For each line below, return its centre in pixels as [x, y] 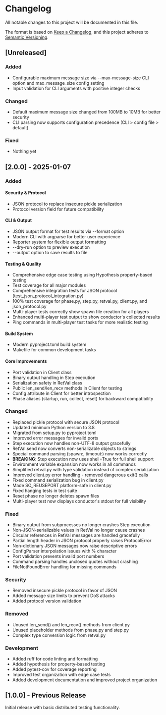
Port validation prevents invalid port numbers [58, 556]
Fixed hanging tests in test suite [45, 491]
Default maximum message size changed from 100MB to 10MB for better [86, 111]
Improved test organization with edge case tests [61, 675]
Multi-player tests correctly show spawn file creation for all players [81, 312]
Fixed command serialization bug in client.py [58, 480]
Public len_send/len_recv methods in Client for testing [67, 388]
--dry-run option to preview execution [51, 247]
